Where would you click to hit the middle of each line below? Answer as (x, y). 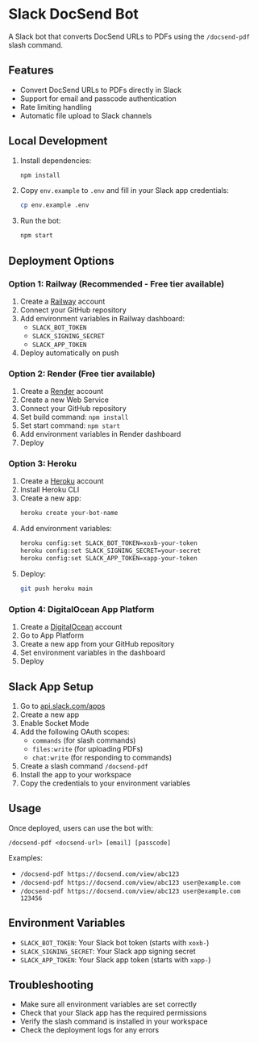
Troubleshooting (51, 984)
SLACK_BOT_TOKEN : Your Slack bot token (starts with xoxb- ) (114, 942)
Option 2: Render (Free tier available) (82, 374)
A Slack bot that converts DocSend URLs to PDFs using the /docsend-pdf (129, 36)
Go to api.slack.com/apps (62, 706)
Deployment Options (61, 260)
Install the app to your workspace (75, 774)
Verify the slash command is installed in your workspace (114, 1021)
